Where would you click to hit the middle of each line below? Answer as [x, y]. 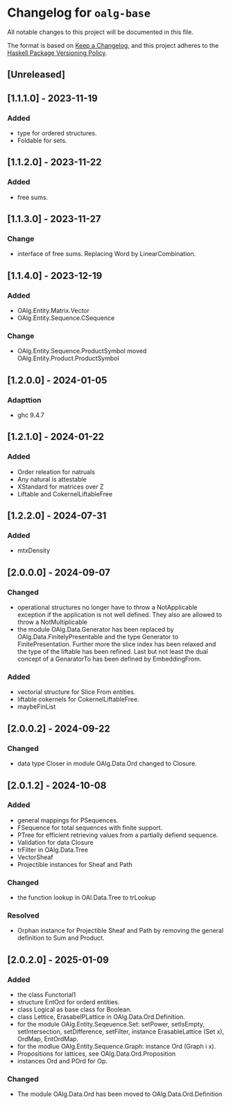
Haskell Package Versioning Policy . [57, 53]
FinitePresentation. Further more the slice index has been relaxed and [117, 644]
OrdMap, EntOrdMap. [48, 1039]
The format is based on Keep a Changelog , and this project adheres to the [113, 45]
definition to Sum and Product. [61, 938]
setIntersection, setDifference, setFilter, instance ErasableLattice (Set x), [120, 1031]
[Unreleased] [36, 75]
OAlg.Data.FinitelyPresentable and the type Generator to [98, 637]
